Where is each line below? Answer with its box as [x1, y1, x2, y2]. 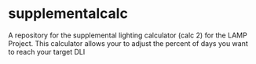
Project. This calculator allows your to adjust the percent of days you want [8, 38, 249, 48]
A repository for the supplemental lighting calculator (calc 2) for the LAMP [8, 30, 247, 40]
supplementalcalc [8, 5, 128, 23]
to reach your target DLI [8, 47, 86, 56]
